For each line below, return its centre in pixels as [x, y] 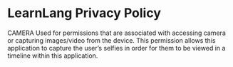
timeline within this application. [53, 56]
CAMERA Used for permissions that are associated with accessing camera [116, 33]
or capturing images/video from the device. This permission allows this [112, 40]
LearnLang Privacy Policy [84, 13]
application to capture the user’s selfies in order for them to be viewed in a [116, 48]
